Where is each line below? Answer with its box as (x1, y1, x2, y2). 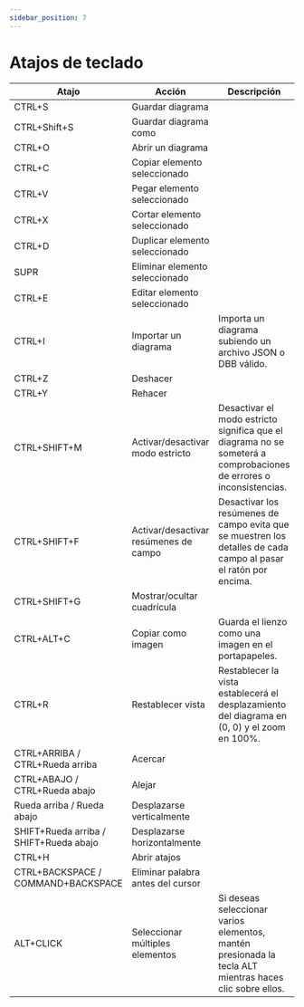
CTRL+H (14, 850, 50, 863)
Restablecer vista (131, 698, 205, 711)
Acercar (131, 753, 166, 765)
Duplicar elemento (131, 234, 210, 246)
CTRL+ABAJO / (14, 772, 79, 785)
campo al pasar (218, 551, 284, 564)
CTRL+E (14, 292, 48, 304)
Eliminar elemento (131, 260, 208, 273)
